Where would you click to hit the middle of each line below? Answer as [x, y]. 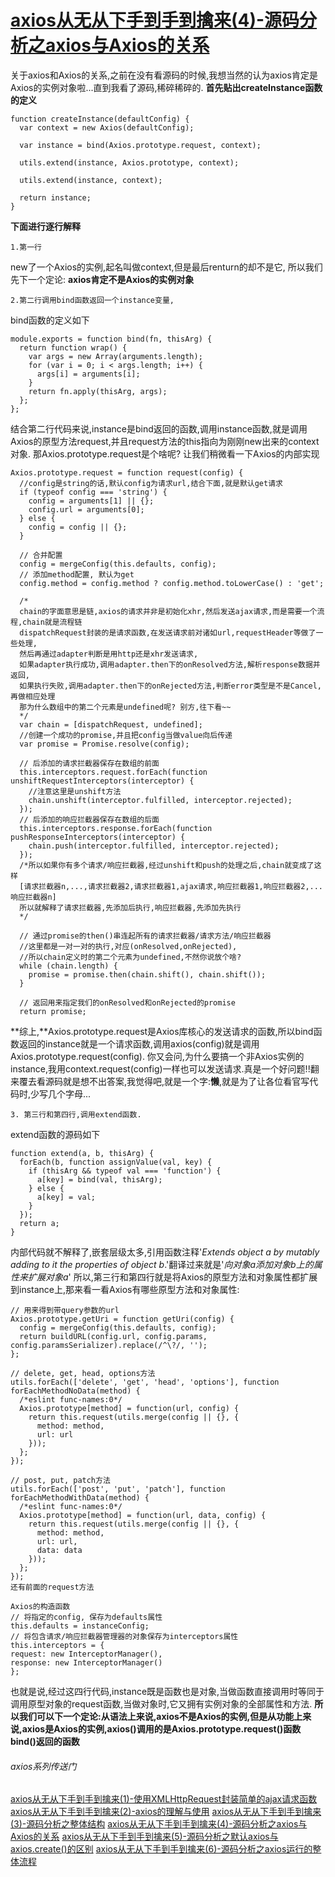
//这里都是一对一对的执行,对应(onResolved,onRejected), [128, 946]
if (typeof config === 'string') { [93, 492]
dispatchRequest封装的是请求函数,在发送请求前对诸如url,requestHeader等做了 [168, 632]
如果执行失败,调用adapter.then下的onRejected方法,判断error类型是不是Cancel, [170, 686]
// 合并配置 [41, 555]
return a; [39, 1223]
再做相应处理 [33, 696]
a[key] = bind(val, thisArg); [99, 1179]
